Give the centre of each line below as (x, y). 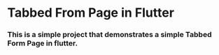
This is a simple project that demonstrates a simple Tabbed (109, 35)
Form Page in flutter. (43, 43)
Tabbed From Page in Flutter (91, 13)
